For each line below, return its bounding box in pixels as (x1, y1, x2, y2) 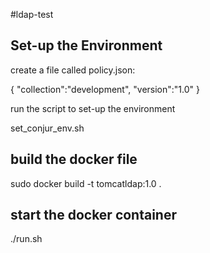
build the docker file (10, 151, 138, 168)
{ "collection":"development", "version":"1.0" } (10, 83, 200, 95)
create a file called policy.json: (10, 64, 136, 76)
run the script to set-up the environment (10, 102, 176, 114)
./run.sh (10, 233, 43, 245)
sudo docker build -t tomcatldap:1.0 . (10, 177, 162, 189)
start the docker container (10, 207, 178, 224)
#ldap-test (10, 9, 54, 20)
